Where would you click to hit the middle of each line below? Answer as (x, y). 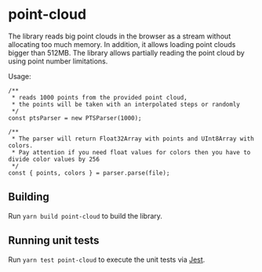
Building (29, 197)
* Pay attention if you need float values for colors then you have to (131, 152)
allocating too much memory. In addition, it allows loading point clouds (122, 44)
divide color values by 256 (54, 159)
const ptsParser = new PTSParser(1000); (75, 118)
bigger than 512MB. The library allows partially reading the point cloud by (126, 53)
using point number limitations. (58, 61)
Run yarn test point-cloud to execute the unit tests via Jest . (107, 259)
